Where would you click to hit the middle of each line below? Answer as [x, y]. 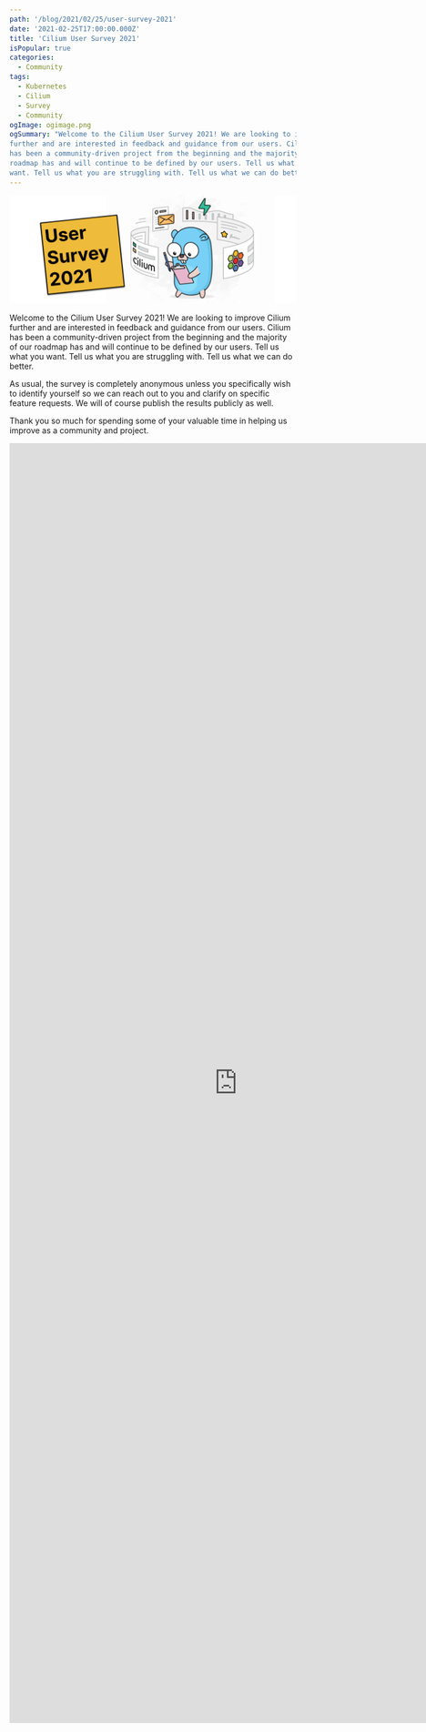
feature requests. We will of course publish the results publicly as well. [142, 403]
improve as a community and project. [79, 430]
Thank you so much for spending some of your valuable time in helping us [148, 420]
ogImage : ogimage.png [51, 125]
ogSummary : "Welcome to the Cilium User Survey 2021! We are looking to [150, 135]
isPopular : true [40, 48]
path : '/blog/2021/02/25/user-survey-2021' [93, 19]
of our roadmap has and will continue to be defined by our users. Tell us [144, 347]
